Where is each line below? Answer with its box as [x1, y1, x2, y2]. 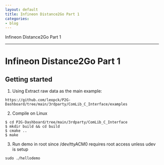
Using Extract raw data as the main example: [12, 88, 102, 94]
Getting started [5, 75, 53, 83]
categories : [5, 16, 29, 21]
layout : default [5, 7, 38, 12]
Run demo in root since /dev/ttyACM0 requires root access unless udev [12, 141, 156, 147]
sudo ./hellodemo [5, 156, 41, 161]
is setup [12, 146, 28, 152]
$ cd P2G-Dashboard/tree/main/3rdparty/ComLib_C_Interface [5, 120, 128, 125]
